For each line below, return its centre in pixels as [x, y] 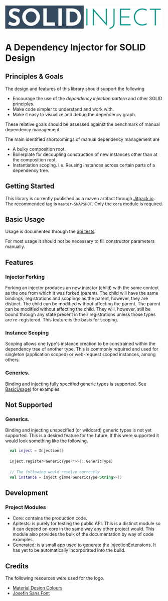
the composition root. [35, 159]
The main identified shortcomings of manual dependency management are [82, 139]
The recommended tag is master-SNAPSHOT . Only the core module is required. [84, 204]
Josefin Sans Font [31, 593]
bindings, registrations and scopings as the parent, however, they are [77, 298]
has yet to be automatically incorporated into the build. [69, 550]
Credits [17, 566]
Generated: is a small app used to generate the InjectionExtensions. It [84, 545]
